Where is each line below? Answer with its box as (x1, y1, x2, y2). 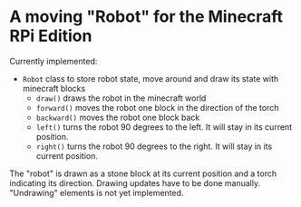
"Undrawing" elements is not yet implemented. (9, 187, 184, 198)
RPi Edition (9, 25, 92, 46)
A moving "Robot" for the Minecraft (9, 6, 284, 27)
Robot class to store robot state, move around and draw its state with (22, 73, 279, 84)
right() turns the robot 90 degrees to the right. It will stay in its (35, 141, 273, 152)
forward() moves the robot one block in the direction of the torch (35, 102, 279, 113)
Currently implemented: (9, 55, 98, 66)
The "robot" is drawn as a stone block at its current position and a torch (9, 168, 277, 179)
